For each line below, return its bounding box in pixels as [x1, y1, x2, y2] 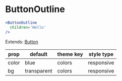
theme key [57, 50, 83, 57]
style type [88, 50, 114, 57]
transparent [25, 67, 53, 74]
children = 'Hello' [10, 25, 46, 30]
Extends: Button [5, 39, 39, 45]
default [29, 50, 48, 57]
